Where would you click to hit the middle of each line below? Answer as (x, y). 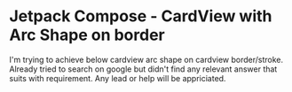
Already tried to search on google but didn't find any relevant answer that (143, 69)
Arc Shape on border (87, 35)
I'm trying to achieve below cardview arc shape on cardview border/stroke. (146, 59)
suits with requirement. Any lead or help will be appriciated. (118, 78)
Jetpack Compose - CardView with (141, 16)
